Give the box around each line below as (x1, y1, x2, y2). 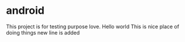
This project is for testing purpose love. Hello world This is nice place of (6, 23, 180, 30)
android (6, 4, 45, 17)
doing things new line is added (6, 29, 80, 36)
